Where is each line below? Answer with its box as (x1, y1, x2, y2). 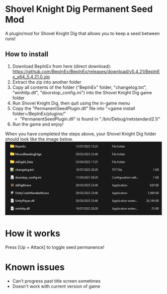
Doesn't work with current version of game (12, 284, 100, 290)
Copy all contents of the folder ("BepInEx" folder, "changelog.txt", (12, 84, 147, 90)
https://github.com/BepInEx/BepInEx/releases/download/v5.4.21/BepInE (12, 68, 160, 74)
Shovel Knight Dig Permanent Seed (5, 3, 153, 15)
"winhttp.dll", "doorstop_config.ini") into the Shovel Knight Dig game (12, 89, 152, 95)
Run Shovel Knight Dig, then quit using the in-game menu (12, 100, 130, 106)
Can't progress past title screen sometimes (12, 278, 101, 284)
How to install (5, 50, 49, 59)
